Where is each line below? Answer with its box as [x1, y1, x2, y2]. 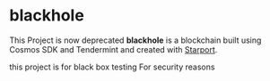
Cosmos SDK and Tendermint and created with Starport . [9, 44, 218, 54]
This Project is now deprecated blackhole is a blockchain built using [9, 35, 262, 45]
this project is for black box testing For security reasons [9, 61, 215, 72]
